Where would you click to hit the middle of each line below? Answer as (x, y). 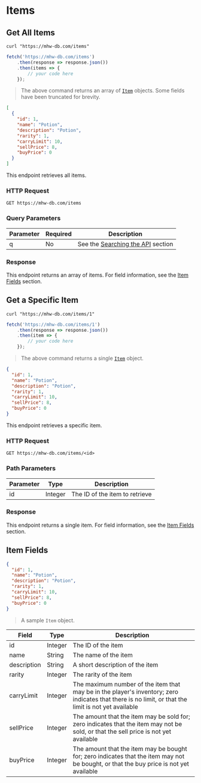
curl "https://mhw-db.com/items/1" (51, 314)
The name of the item (103, 655)
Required (58, 233)
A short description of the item (115, 665)
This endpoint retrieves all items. (46, 175)
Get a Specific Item (42, 300)
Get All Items (31, 33)
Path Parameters (31, 469)
